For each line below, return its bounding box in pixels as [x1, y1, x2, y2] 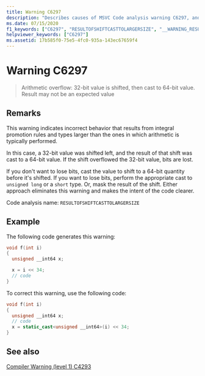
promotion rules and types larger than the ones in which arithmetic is [6, 131, 179, 138]
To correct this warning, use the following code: [6, 289, 127, 297]
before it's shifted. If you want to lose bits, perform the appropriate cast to [6, 174, 193, 181]
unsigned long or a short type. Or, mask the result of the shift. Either [6, 180, 178, 188]
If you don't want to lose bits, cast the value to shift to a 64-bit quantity [6, 168, 185, 175]
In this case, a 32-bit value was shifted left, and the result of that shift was [6, 149, 193, 157]
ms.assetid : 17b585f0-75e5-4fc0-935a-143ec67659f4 [6, 37, 138, 43]
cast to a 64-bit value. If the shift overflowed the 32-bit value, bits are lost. [6, 155, 193, 163]
